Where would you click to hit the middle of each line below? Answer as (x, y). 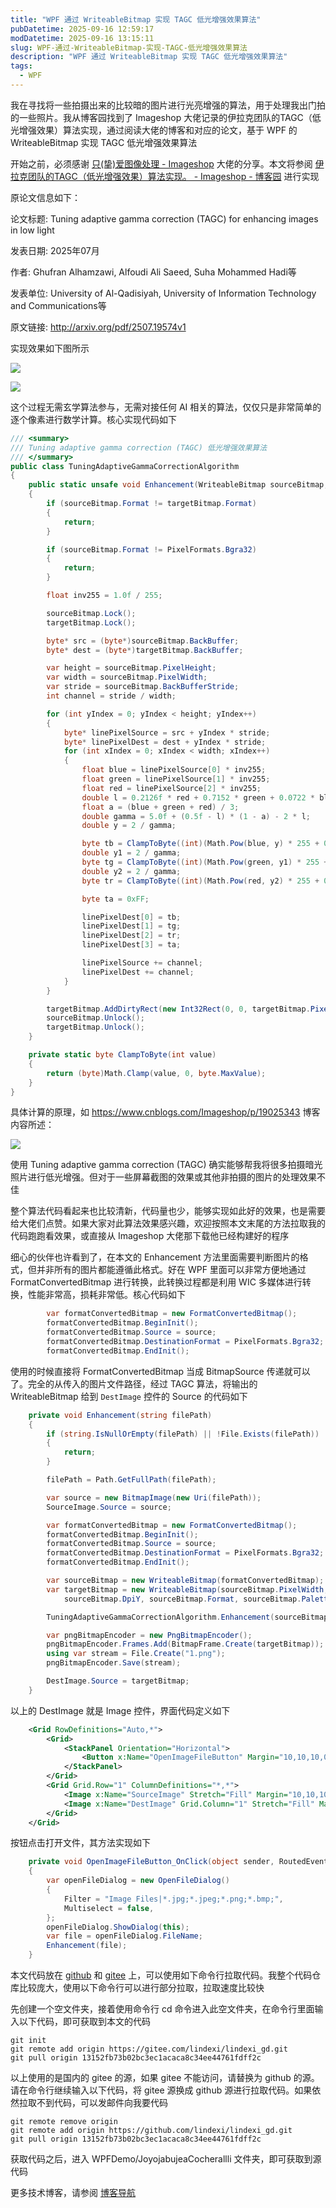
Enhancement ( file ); (87, 1946)
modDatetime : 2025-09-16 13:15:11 (82, 38)
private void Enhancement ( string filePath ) (120, 1415)
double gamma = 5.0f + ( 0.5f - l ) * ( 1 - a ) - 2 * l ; (196, 816)
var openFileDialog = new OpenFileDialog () (138, 1881)
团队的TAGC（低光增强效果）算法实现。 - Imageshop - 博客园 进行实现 (173, 176)
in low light (32, 230)
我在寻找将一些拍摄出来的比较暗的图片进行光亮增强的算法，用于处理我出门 (163, 105)
